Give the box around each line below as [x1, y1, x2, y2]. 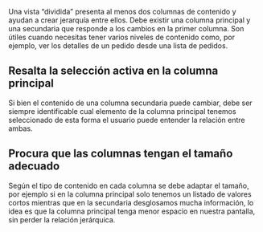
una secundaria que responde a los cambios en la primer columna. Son [8, 24, 245, 33]
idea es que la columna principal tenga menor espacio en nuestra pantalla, [8, 206, 256, 216]
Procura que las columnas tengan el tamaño [8, 147, 233, 161]
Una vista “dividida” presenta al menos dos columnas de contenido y [8, 7, 236, 16]
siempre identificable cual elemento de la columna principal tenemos [8, 106, 236, 116]
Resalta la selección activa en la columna [8, 64, 219, 78]
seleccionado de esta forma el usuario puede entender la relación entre [8, 115, 245, 124]
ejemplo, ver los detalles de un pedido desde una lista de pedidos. [8, 41, 228, 51]
